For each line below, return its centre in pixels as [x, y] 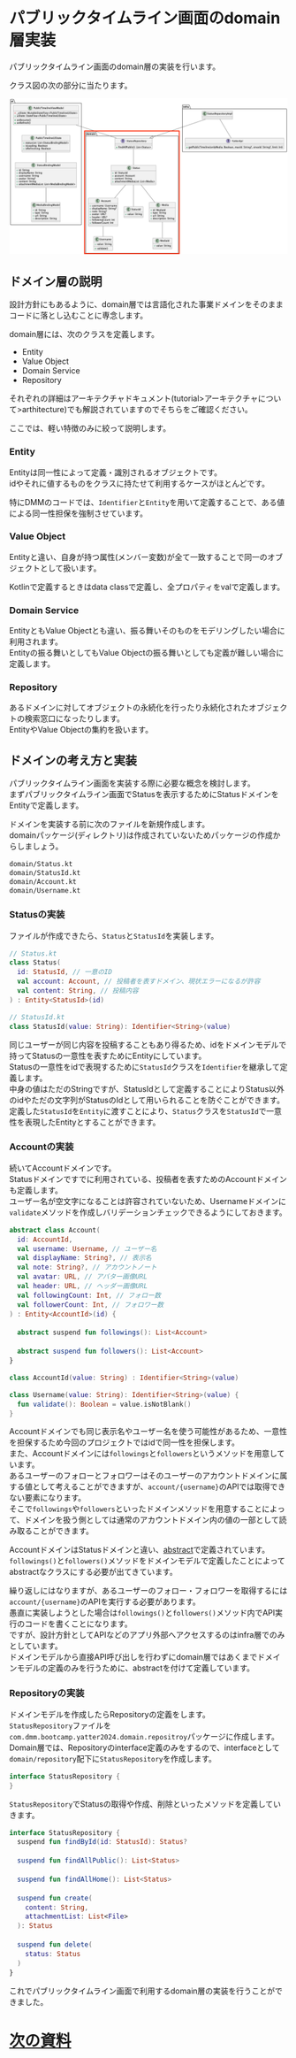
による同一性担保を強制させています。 [79, 513]
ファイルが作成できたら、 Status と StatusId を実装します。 [114, 935]
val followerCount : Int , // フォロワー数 [91, 1305]
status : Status [53, 1954]
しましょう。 [40, 847]
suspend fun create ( [55, 1898]
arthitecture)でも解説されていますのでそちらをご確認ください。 [137, 410]
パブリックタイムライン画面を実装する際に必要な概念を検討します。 [133, 783]
